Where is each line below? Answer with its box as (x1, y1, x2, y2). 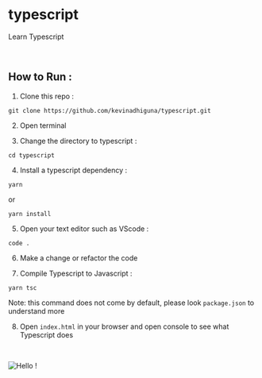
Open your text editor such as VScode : (19, 224, 149, 233)
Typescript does (19, 330, 74, 339)
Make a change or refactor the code (19, 253, 138, 263)
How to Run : (8, 70, 73, 84)
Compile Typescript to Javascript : (19, 268, 133, 278)
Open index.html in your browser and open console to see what (19, 322, 229, 331)
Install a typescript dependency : (19, 165, 128, 175)
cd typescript (8, 151, 56, 160)
